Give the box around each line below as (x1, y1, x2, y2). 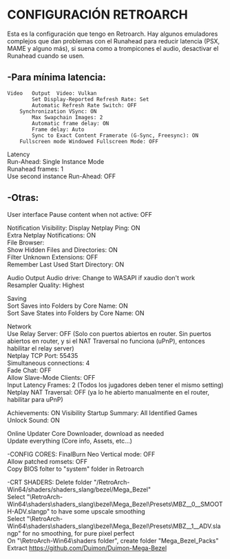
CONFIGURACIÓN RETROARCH (7, 7, 188, 23)
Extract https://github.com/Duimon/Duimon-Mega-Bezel (7, 544, 167, 552)
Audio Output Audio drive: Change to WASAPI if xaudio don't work (7, 273, 195, 282)
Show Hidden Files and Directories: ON (7, 245, 118, 254)
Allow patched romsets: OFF (7, 457, 88, 465)
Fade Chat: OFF (7, 366, 52, 375)
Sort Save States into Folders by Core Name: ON (7, 308, 145, 317)
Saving (7, 294, 27, 302)
